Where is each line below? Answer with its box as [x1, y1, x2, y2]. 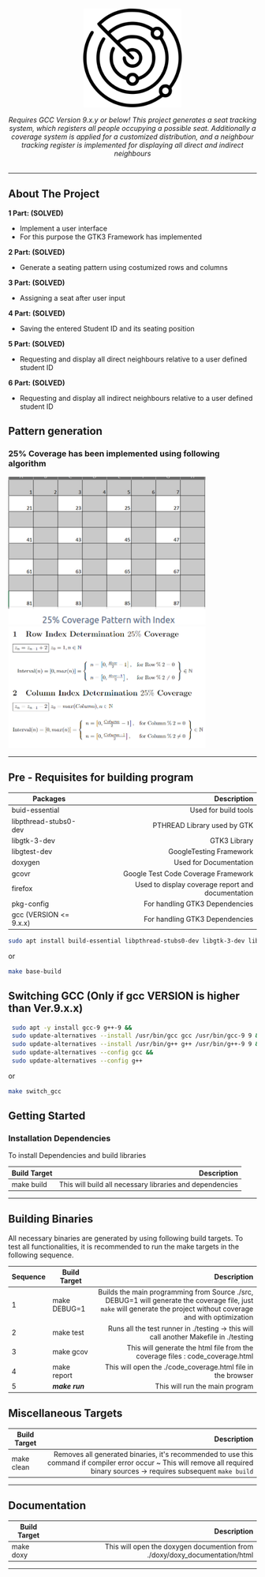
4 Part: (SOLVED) [8, 308, 65, 318]
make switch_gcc [8, 1087, 62, 1096]
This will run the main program [155, 1381, 254, 1392]
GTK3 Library [210, 836, 254, 845]
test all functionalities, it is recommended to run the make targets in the [8, 1242, 239, 1251]
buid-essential [11, 805, 60, 815]
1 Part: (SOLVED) [8, 208, 64, 218]
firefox [11, 884, 33, 893]
